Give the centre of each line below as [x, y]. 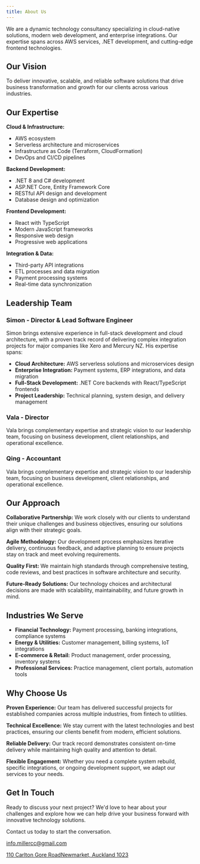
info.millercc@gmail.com [37, 843]
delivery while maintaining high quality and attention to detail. [81, 749]
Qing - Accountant [34, 459]
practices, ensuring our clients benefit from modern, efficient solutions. [94, 732]
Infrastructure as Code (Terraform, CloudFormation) [79, 151]
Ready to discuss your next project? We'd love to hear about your [87, 807]
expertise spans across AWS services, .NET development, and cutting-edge [100, 41]
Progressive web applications [51, 242]
